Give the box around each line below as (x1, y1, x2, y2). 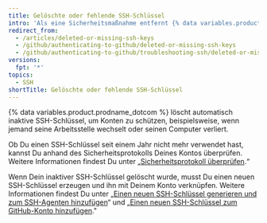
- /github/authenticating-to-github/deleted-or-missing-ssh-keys (15, 41, 237, 49)
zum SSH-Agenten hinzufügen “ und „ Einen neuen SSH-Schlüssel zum (8, 198, 238, 207)
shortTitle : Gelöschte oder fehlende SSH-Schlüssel (8, 85, 183, 94)
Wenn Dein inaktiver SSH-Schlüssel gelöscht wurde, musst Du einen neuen (8, 172, 255, 182)
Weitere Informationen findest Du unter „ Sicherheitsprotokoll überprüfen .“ (8, 157, 250, 166)
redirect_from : (8, 26, 59, 34)
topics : (8, 71, 34, 79)
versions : (8, 57, 41, 65)
